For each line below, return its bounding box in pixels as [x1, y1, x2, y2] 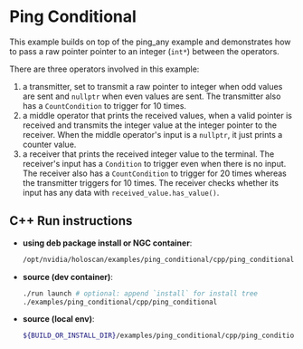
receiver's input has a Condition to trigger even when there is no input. [22, 158, 287, 169]
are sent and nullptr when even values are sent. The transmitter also [22, 91, 281, 102]
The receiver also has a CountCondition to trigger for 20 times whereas [22, 168, 287, 179]
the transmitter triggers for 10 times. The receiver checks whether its [22, 177, 279, 188]
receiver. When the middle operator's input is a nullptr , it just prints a [22, 129, 283, 140]
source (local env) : [22, 314, 95, 325]
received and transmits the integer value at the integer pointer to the [22, 120, 278, 131]
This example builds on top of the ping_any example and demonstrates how [9, 36, 291, 47]
